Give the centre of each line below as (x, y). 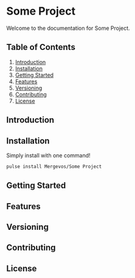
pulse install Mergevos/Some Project (54, 166)
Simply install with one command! (48, 155)
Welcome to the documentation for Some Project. (68, 28)
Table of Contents (41, 47)
